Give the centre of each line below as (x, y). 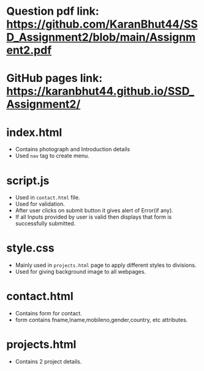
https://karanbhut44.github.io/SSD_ (100, 92)
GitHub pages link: (55, 78)
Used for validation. (40, 204)
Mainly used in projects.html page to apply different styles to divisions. (106, 265)
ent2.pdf (29, 51)
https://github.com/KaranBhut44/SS (102, 24)
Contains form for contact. (49, 313)
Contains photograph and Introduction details (73, 149)
